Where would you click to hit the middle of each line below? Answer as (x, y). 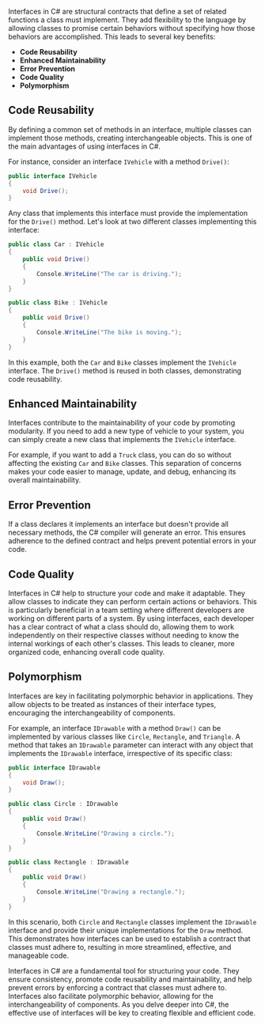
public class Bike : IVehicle (58, 303)
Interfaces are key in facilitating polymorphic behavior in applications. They (131, 696)
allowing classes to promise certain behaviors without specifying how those (132, 28)
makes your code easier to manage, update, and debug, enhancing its (122, 472)
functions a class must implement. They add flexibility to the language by (127, 20)
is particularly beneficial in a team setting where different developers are (127, 610)
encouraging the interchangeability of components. (92, 713)
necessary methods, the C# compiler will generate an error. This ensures (127, 532)
